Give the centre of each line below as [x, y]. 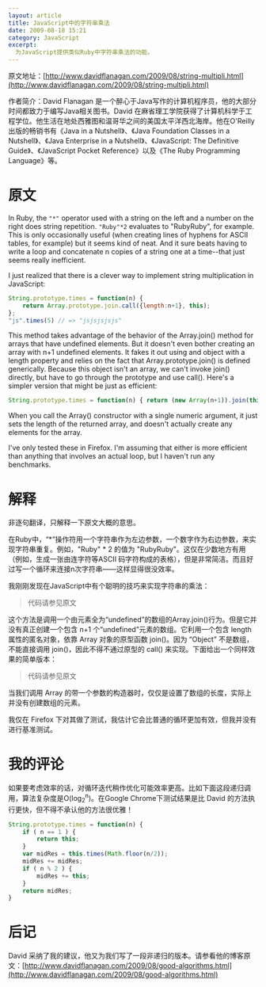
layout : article [35, 15]
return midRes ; [47, 891]
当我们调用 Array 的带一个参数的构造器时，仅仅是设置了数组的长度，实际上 [130, 693]
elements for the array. [46, 433]
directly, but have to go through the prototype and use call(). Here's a [121, 378]
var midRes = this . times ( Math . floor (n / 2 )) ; [95, 854]
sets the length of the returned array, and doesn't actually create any [120, 424]
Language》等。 [35, 160]
